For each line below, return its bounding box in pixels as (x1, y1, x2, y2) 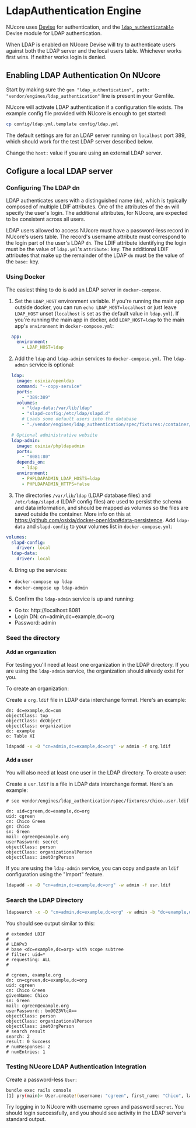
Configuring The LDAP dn (6, 183, 80, 191)
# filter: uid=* (6, 952, 45, 958)
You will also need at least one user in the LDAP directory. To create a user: (6, 769, 187, 776)
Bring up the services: (14, 567, 68, 574)
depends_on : (16, 460, 45, 465)
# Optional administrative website (11, 432, 98, 438)
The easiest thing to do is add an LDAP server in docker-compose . (6, 286, 162, 293)
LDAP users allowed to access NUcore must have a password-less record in (6, 227, 190, 234)
